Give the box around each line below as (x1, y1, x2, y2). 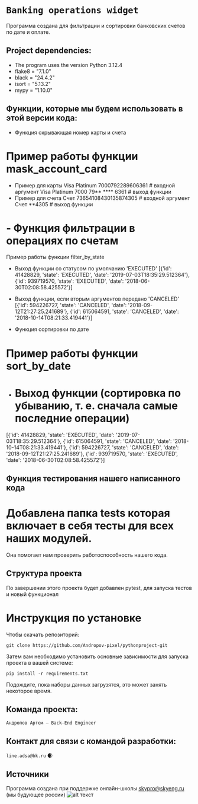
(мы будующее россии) (6, 791, 66, 799)
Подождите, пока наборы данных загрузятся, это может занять (6, 681, 167, 688)
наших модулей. (6, 532, 92, 545)
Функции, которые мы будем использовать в (6, 104, 183, 114)
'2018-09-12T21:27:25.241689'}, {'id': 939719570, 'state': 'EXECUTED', (6, 450, 178, 457)
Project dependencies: (6, 46, 92, 56)
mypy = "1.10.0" (14, 87, 53, 94)
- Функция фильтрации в (6, 221, 135, 235)
